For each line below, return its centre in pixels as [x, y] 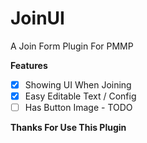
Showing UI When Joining [78, 84]
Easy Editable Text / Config [80, 96]
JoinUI [37, 18]
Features [29, 65]
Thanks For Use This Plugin [68, 128]
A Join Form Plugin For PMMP [72, 46]
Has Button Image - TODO [78, 108]
